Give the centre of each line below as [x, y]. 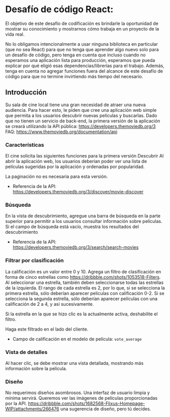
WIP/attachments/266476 [32, 409]
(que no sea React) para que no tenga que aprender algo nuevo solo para [82, 49]
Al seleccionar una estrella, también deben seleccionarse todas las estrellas [84, 282]
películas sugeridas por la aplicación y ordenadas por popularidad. [75, 167]
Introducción [26, 92]
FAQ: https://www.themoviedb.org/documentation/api [61, 132]
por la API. [16, 404]
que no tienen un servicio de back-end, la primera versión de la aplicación [83, 121]
